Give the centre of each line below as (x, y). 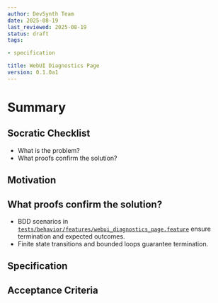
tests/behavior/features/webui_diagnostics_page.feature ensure (114, 229)
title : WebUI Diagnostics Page (53, 66)
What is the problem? (48, 150)
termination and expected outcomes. (71, 236)
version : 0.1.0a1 (33, 72)
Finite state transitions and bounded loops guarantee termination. (113, 244)
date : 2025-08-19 (33, 21)
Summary (36, 107)
